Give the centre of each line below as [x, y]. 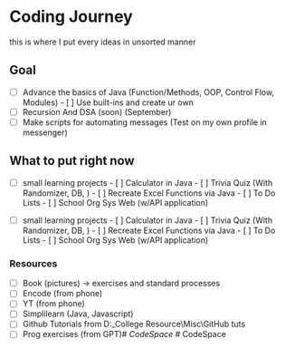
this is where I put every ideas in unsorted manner [103, 42]
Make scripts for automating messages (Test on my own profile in [144, 122]
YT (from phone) [54, 304]
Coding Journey [71, 17]
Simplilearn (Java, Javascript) [78, 314]
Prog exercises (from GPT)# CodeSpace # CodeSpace [124, 334]
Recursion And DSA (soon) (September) [97, 111]
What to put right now [72, 161]
